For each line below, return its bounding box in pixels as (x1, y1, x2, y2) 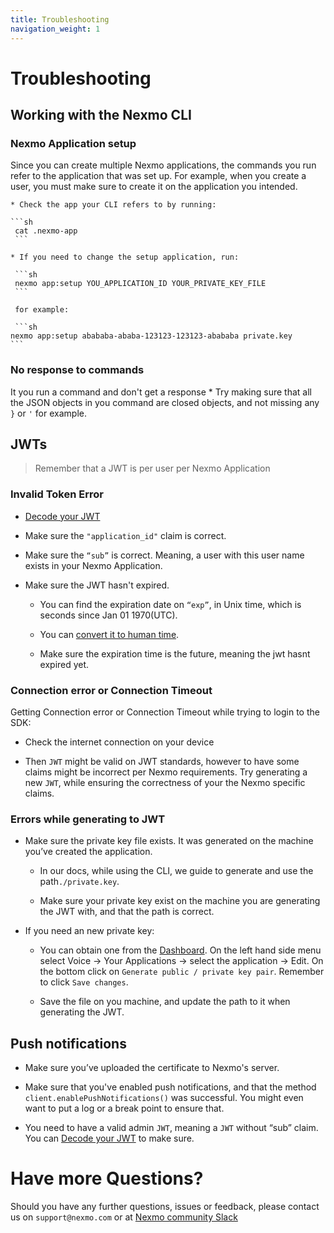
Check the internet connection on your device (24, 736, 215, 748)
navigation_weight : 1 (10, 24, 101, 34)
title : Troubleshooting (10, 14, 110, 25)
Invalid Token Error (10, 487, 104, 501)
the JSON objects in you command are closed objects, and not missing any (10, 396, 320, 408)
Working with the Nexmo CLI (10, 107, 192, 124)
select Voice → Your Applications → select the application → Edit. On (39, 955, 324, 967)
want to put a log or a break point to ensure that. (24, 1102, 225, 1115)
